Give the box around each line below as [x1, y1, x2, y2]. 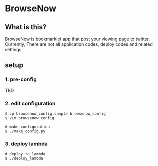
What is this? [5, 23, 47, 31]
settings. [5, 47, 23, 52]
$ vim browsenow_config [5, 115, 55, 120]
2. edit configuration [5, 100, 56, 107]
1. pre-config [5, 76, 37, 83]
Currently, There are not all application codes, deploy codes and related [5, 41, 153, 47]
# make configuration [5, 124, 50, 129]
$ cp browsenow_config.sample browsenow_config [5, 111, 106, 116]
